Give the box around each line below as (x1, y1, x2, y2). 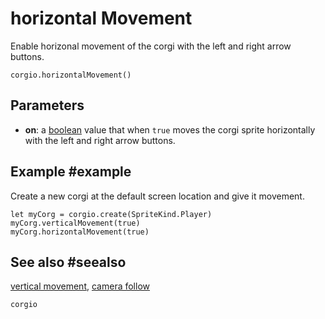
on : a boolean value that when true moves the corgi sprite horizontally (24, 123, 316, 136)
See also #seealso (10, 253, 127, 271)
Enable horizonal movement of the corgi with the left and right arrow (10, 40, 292, 52)
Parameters (10, 97, 85, 114)
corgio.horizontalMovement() (10, 70, 132, 80)
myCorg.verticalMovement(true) (10, 218, 141, 228)
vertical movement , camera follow (10, 280, 150, 292)
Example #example (10, 163, 132, 181)
